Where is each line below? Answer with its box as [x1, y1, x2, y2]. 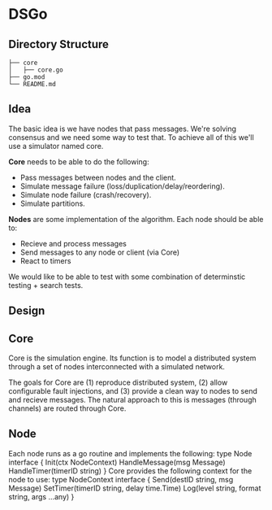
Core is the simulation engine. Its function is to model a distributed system [8, 353, 257, 363]
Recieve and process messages [19, 238, 127, 248]
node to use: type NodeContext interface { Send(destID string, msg [8, 474, 234, 484]
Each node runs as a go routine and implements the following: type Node [8, 448, 253, 458]
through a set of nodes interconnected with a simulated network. [8, 362, 226, 372]
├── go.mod [8, 73, 45, 81]
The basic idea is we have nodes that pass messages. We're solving [8, 124, 237, 133]
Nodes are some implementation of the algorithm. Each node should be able [8, 214, 264, 224]
